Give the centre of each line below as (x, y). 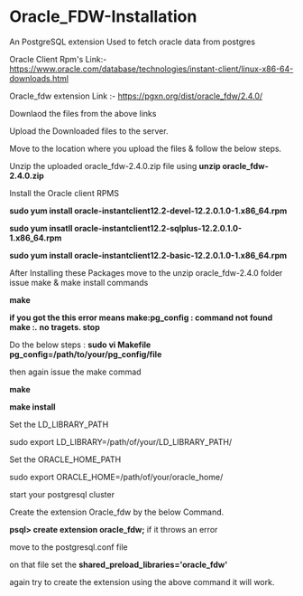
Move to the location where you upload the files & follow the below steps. (146, 148)
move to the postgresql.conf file (69, 547)
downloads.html (39, 78)
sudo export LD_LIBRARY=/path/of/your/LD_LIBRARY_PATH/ (121, 441)
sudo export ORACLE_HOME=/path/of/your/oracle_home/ (116, 477)
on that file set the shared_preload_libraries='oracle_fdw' (119, 564)
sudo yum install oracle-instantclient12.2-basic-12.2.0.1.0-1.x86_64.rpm (148, 255)
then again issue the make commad (75, 372)
